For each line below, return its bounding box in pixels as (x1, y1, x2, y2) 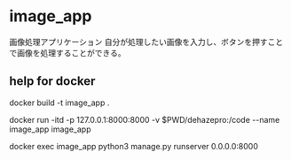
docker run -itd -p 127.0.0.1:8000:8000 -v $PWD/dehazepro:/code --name (9, 114, 280, 125)
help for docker (9, 73, 96, 89)
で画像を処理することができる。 (9, 47, 126, 58)
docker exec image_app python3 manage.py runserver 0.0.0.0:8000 (9, 141, 259, 151)
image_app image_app (9, 124, 91, 134)
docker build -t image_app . (9, 97, 110, 108)
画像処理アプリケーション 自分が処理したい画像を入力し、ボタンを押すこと (9, 36, 284, 47)
